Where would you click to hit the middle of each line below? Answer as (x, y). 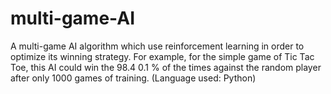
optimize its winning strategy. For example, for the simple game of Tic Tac (162, 56)
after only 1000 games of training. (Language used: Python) (133, 78)
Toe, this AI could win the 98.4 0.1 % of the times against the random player (166, 67)
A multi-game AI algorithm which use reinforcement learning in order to (157, 46)
